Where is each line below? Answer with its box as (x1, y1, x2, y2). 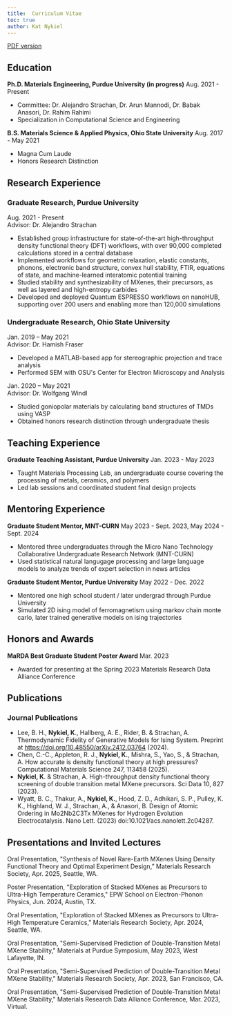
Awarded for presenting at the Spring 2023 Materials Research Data (17, 665, 211, 673)
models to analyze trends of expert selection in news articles (17, 564, 191, 573)
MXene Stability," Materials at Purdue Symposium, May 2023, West (7, 946, 198, 955)
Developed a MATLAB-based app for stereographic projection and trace (17, 353, 222, 362)
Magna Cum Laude (17, 150, 72, 158)
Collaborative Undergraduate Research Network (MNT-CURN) (17, 549, 195, 558)
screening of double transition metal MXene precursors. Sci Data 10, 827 (17, 780, 224, 788)
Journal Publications (7, 712, 78, 722)
